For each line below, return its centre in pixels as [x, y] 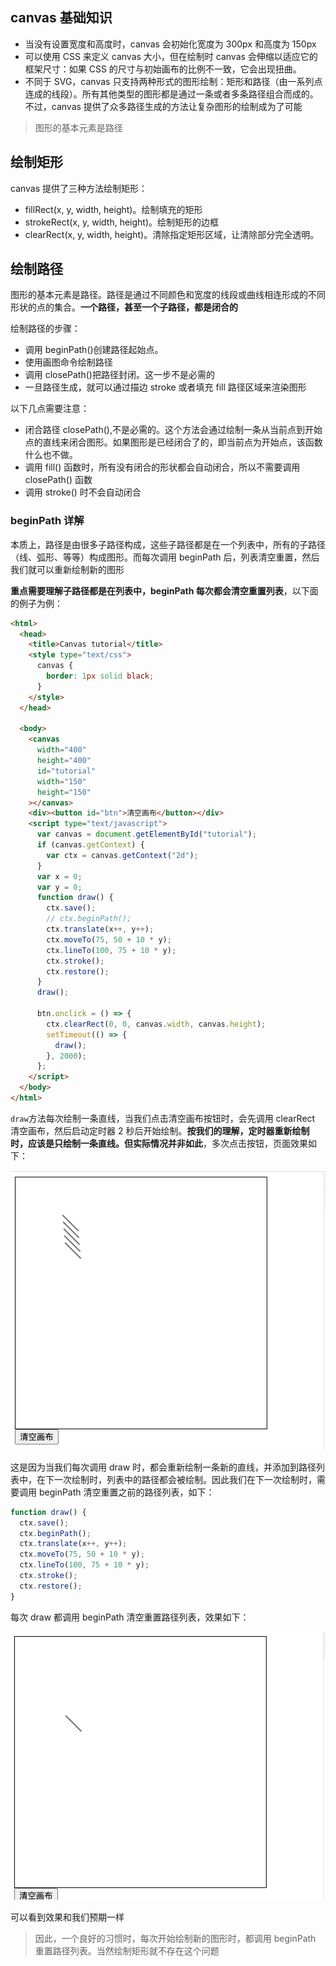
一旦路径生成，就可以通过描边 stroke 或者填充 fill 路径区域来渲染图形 [165, 387]
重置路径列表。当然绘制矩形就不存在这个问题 [127, 1951]
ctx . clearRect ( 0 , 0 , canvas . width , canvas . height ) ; [156, 1024]
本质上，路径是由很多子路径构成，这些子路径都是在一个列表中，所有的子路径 [168, 544]
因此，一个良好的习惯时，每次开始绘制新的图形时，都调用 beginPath [175, 1939]
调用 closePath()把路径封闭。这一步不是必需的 [119, 375]
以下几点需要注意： [50, 409]
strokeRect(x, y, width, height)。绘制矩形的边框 [122, 222]
